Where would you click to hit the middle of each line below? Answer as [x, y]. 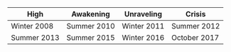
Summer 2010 [91, 26]
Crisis [196, 14]
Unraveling [143, 14]
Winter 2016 [143, 37]
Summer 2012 [196, 26]
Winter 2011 [143, 26]
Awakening [91, 14]
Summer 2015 [91, 37]
